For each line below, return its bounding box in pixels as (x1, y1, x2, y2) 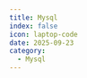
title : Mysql (9, 13, 58, 22)
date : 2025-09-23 (9, 38, 74, 48)
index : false (9, 22, 58, 30)
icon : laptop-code (9, 30, 78, 39)
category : (9, 47, 47, 56)
